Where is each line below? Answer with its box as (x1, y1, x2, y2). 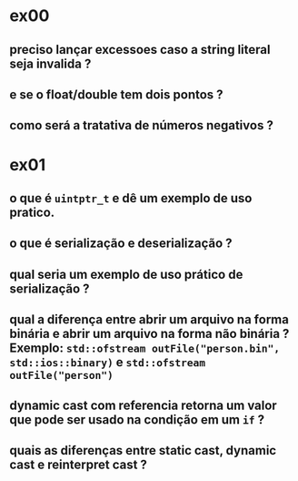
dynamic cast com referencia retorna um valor (9, 397, 277, 413)
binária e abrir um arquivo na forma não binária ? (9, 326, 290, 342)
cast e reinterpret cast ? (9, 456, 148, 472)
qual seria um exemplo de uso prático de (9, 266, 243, 282)
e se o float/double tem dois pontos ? (9, 87, 224, 102)
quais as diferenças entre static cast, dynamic (9, 443, 277, 458)
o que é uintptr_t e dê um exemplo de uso (9, 190, 253, 206)
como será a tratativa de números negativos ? (9, 118, 274, 133)
